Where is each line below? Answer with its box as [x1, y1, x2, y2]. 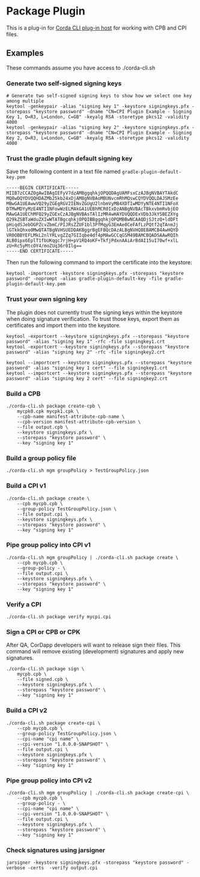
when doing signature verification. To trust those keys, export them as [6, 315, 180, 322]
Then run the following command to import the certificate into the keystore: [6, 259, 192, 266]
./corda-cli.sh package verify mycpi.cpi [6, 614, 112, 620]
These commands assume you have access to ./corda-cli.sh [6, 64, 156, 71]
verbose [6, 865, 26, 871]
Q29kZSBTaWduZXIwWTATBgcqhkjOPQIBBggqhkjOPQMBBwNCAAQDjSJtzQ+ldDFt [6, 217, 179, 223]
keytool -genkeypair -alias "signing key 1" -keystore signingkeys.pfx [6, 104, 189, 110]
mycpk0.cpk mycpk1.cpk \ [17, 408, 79, 414]
